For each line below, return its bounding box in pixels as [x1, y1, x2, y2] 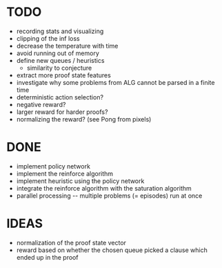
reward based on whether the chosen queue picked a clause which [16, 246, 208, 254]
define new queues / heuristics [16, 56, 105, 64]
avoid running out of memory [16, 49, 99, 57]
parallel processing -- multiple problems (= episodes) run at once [16, 191, 203, 200]
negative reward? [16, 100, 66, 108]
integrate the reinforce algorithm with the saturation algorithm [16, 184, 192, 192]
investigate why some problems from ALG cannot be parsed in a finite [16, 78, 215, 86]
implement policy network [16, 162, 91, 170]
